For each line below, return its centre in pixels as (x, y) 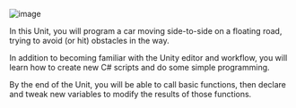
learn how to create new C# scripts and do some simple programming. (140, 67)
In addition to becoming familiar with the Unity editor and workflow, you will (148, 58)
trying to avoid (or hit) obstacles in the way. (89, 41)
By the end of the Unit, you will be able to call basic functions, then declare (148, 84)
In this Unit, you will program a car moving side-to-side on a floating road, (146, 31)
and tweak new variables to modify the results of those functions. (131, 94)
